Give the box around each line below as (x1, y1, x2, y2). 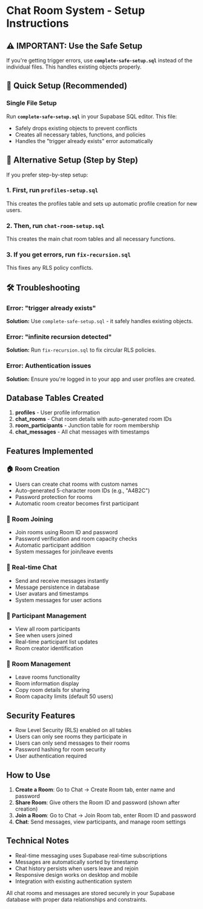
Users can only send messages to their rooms (15, 739, 130, 746)
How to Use (6, 770, 51, 780)
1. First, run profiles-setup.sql (6, 186, 99, 195)
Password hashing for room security (15, 746, 106, 753)
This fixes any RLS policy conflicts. (6, 264, 93, 272)
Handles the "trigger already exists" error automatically (15, 137, 153, 144)
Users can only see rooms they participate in (15, 733, 127, 740)
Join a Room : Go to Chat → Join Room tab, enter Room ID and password (15, 811, 196, 819)
